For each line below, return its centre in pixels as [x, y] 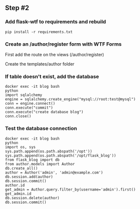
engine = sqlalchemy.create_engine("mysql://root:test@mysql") [70, 99]
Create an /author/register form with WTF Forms [63, 44]
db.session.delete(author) [32, 198]
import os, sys [20, 147]
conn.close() [18, 116]
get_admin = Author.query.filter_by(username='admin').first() [70, 189]
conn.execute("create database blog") [44, 112]
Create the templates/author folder [40, 64]
